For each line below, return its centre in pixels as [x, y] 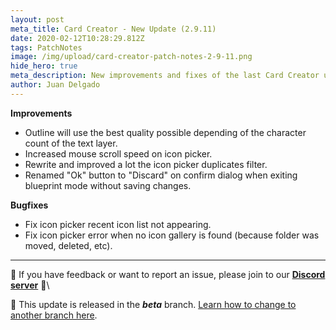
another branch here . [54, 315]
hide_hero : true [44, 66]
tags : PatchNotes [46, 47]
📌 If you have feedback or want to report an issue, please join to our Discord [168, 274]
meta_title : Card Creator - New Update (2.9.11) [113, 29]
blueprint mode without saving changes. [108, 185]
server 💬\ [30, 285]
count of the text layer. [71, 143]
